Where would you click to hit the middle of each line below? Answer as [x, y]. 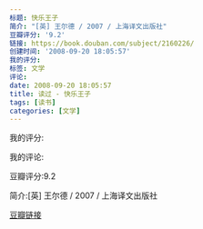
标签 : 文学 [27, 69]
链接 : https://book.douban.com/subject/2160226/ [102, 43]
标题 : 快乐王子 [34, 18]
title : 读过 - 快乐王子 [50, 94]
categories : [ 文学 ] [45, 111]
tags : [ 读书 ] [33, 102]
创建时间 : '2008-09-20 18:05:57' [70, 52]
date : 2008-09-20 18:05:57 [61, 85]
